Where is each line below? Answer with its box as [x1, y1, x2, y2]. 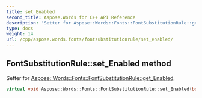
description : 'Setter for [6, 20, 71, 26]
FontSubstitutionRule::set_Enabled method [6, 59, 171, 69]
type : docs [6, 25, 34, 32]
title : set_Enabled [6, 8, 55, 15]
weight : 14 [6, 31, 34, 37]
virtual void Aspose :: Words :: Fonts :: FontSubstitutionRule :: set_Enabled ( [6, 86, 192, 92]
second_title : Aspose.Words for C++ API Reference [6, 14, 136, 20]
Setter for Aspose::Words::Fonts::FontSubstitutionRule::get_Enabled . [6, 74, 176, 81]
